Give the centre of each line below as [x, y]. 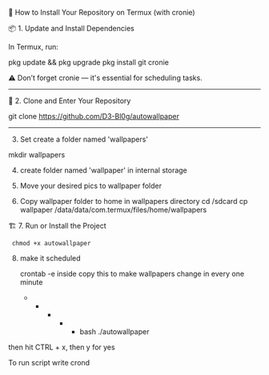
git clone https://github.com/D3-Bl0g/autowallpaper [94, 116]
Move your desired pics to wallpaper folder [91, 186]
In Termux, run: [33, 47]
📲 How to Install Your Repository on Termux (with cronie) [102, 12]
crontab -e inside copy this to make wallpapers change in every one [132, 273]
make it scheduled [50, 258]
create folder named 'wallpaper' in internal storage [104, 170]
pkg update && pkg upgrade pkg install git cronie [89, 62]
